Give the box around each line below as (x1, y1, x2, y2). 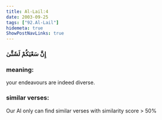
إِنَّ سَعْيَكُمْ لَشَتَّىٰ (6, 50, 46, 58)
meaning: (6, 65, 34, 74)
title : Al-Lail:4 (6, 8, 49, 15)
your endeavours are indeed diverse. (6, 79, 95, 86)
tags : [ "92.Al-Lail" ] (6, 19, 59, 25)
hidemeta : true (6, 25, 43, 31)
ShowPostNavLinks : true (6, 31, 65, 36)
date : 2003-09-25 (6, 14, 49, 20)
